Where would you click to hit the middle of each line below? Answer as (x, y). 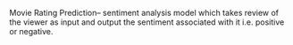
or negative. (31, 31)
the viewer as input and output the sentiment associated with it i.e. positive (147, 22)
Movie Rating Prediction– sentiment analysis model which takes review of (144, 13)
